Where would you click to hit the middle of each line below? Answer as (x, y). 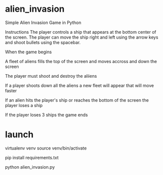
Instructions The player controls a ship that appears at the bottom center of (81, 32)
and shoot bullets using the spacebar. (43, 42)
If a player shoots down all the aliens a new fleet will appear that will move (80, 85)
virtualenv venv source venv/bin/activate (46, 148)
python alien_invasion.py (30, 167)
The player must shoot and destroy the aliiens (51, 76)
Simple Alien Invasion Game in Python (43, 22)
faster (11, 90)
